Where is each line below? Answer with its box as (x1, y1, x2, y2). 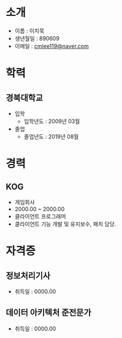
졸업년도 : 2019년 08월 (23, 133, 79, 140)
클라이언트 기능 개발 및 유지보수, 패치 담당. (14, 220, 116, 228)
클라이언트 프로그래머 (14, 212, 66, 220)
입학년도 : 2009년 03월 (23, 117, 80, 125)
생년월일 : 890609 (14, 34, 59, 42)
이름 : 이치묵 (14, 27, 45, 34)
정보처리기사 (6, 271, 50, 281)
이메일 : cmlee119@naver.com (14, 42, 90, 50)
